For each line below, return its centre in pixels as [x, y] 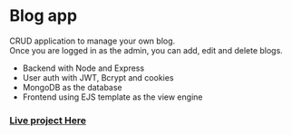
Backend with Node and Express [83, 68]
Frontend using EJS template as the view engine [112, 97]
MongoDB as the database [72, 87]
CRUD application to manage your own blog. [92, 41]
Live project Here [48, 121]
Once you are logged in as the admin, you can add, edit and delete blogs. [146, 50]
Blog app [44, 16]
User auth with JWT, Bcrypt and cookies [98, 77]
